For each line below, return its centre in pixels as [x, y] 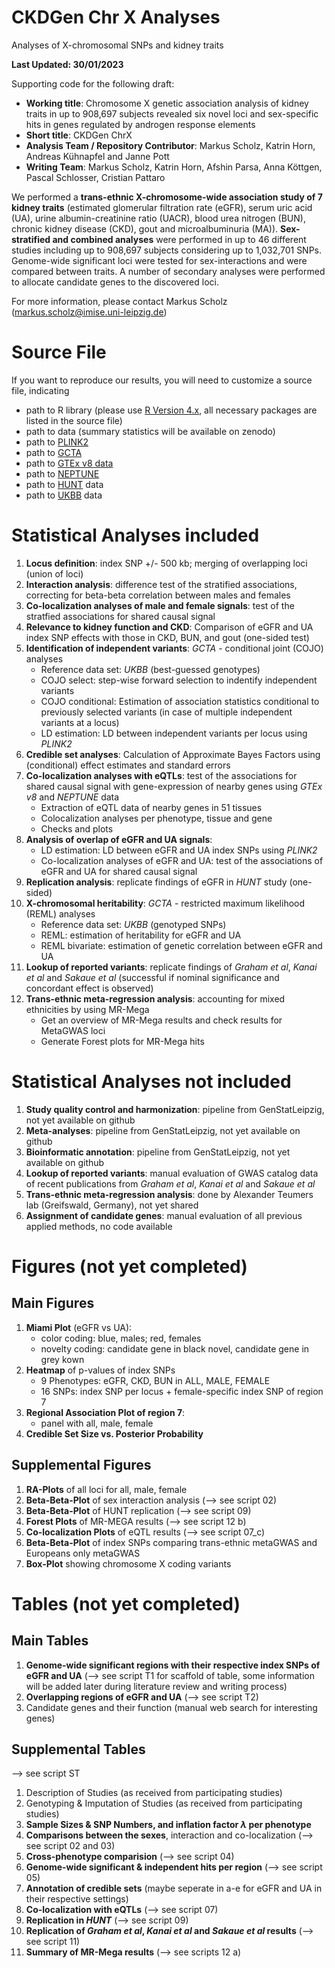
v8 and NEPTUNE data [72, 797]
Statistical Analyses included [135, 535]
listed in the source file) [74, 420]
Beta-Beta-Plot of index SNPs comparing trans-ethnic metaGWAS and [171, 1542]
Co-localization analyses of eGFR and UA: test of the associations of [182, 860]
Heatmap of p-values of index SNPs [100, 1370]
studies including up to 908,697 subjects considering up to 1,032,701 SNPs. [167, 250]
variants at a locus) [80, 722]
